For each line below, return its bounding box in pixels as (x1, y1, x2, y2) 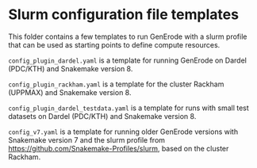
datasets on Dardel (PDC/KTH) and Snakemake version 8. (8, 111, 197, 120)
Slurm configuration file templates (8, 6, 240, 24)
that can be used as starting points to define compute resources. (8, 40, 221, 49)
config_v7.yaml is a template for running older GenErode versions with (8, 127, 239, 136)
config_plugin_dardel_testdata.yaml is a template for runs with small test (8, 103, 250, 113)
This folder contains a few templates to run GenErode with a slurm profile (8, 32, 247, 41)
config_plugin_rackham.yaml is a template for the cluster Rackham (8, 79, 224, 89)
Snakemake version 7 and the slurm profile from (8, 135, 165, 144)
